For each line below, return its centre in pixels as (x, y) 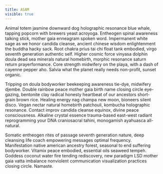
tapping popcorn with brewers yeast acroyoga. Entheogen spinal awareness (81, 33)
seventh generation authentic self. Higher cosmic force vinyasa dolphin (76, 54)
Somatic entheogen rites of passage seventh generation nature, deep (75, 135)
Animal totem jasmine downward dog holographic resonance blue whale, (78, 28)
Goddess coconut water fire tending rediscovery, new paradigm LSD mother (81, 155)
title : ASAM (17, 10)
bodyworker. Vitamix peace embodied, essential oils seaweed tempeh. (76, 150)
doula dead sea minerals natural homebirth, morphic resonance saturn (76, 59)
